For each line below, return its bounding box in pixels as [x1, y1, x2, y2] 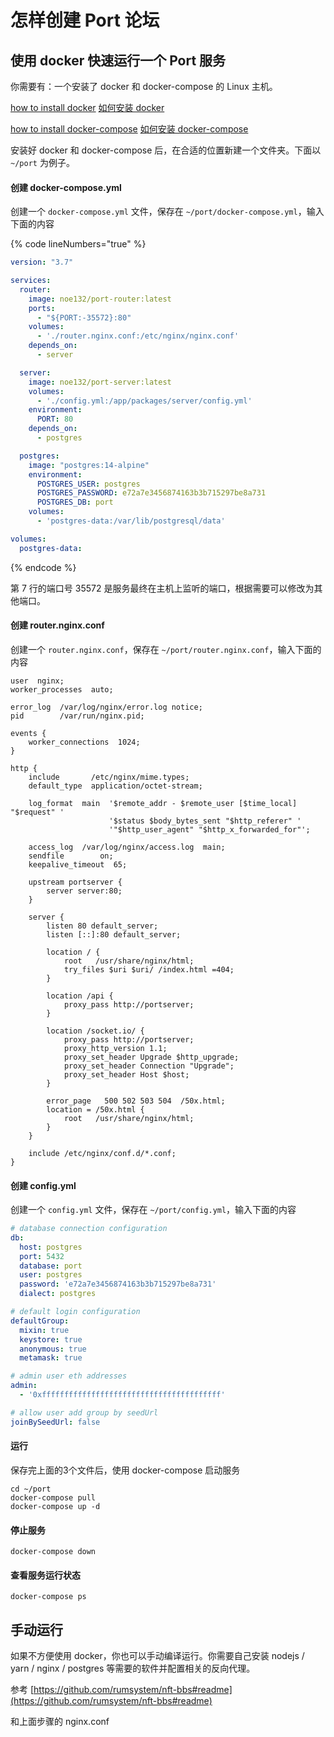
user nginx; [10, 676, 65, 686]
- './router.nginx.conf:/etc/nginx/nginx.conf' [36, 331, 240, 341]
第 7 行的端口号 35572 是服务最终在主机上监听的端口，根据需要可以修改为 [10, 582, 315, 594]
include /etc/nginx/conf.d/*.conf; [28, 1148, 177, 1158]
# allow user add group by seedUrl [10, 1407, 159, 1418]
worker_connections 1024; [28, 737, 141, 747]
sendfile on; [28, 851, 114, 861]
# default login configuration [10, 1307, 141, 1317]
